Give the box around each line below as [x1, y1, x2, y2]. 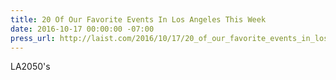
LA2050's [10, 61, 51, 73]
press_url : [10, 33, 56, 43]
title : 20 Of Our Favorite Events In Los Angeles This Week [10, 14, 267, 25]
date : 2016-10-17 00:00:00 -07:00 [10, 24, 155, 34]
